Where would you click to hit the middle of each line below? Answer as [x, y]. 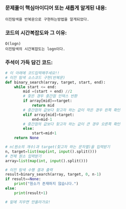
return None [26, 138]
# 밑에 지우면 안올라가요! [28, 202]
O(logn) [13, 43]
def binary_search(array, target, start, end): [56, 82]
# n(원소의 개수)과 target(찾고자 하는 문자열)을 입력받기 [58, 147]
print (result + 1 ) [31, 193]
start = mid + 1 [44, 133]
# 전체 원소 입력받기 [23, 156]
